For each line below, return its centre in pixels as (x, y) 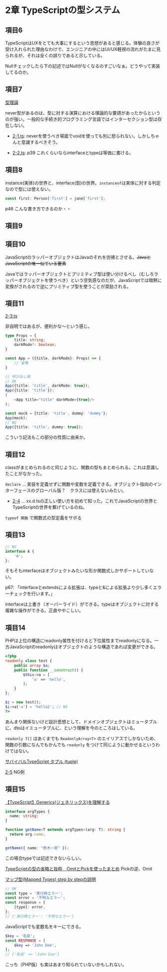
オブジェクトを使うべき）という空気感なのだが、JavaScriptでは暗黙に (90, 280)
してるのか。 (18, 72)
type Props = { (21, 336)
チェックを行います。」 (31, 594)
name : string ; (24, 816)
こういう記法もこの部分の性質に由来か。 (46, 437)
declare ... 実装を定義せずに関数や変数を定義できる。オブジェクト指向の (79, 484)
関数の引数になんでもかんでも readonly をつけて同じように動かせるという (80, 745)
